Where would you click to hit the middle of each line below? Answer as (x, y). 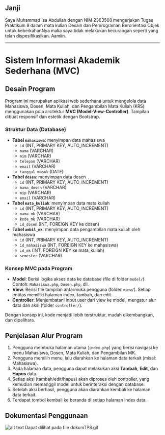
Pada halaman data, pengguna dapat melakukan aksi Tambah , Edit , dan (85, 369)
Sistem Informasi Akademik (63, 60)
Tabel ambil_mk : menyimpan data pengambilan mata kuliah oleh (76, 230)
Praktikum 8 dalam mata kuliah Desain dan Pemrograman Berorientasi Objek (82, 25)
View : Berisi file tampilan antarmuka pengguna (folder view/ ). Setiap (81, 290)
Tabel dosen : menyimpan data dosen (49, 177)
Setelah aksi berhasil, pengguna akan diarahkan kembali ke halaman (81, 390)
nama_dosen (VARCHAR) (43, 188)
